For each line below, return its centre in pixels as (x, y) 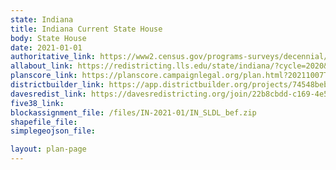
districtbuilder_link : (57, 85)
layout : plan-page (48, 149)
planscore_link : (44, 76)
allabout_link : (42, 66)
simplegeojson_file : (53, 131)
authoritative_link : (53, 57)
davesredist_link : (48, 94)
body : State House (48, 38)
